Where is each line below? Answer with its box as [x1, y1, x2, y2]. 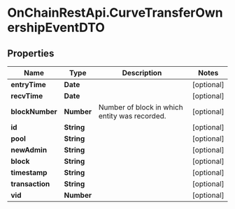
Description [122, 68, 162, 77]
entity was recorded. [98, 111, 166, 121]
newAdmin [10, 145, 48, 155]
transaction [10, 179, 50, 189]
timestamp [10, 168, 48, 177]
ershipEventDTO [7, 20, 105, 36]
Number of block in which [98, 102, 183, 112]
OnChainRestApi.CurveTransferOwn [7, 5, 224, 21]
